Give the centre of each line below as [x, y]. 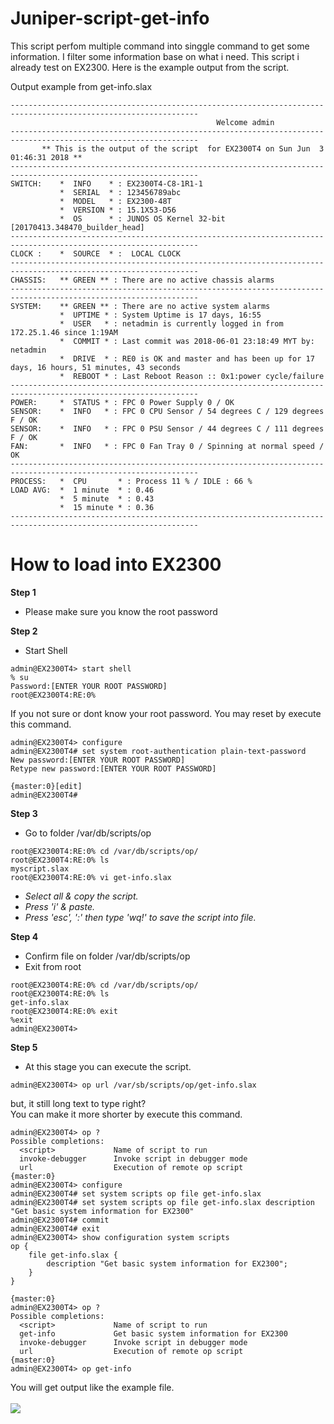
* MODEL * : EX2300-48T [115, 201]
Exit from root [53, 966]
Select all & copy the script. [81, 896]
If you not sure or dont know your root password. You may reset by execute [166, 713]
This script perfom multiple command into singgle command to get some [160, 46]
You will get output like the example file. [92, 1387]
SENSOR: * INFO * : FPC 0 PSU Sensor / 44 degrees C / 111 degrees [167, 428]
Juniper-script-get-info [110, 18]
